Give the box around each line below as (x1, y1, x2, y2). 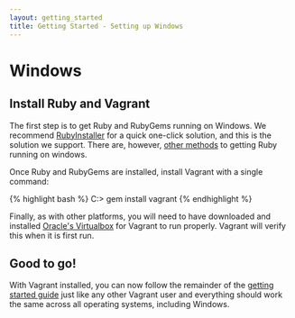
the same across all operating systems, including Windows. (9, 299, 230, 310)
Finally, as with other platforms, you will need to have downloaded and (9, 211, 272, 222)
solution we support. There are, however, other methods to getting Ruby (9, 139, 278, 150)
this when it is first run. (9, 230, 95, 241)
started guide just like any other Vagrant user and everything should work (9, 289, 282, 300)
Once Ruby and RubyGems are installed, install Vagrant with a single (9, 166, 263, 177)
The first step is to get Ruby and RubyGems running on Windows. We (9, 120, 267, 131)
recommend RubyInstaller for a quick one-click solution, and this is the (9, 130, 272, 141)
